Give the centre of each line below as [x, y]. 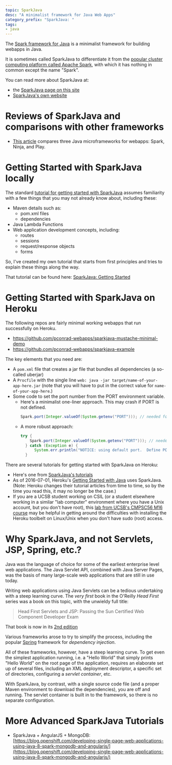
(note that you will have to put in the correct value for [98, 385]
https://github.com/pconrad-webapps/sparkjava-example [73, 349]
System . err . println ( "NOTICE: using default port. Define [97, 450]
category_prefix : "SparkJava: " [40, 20]
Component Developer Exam [48, 617]
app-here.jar [27, 386]
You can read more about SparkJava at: [47, 80]
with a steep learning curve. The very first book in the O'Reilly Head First [82, 596]
